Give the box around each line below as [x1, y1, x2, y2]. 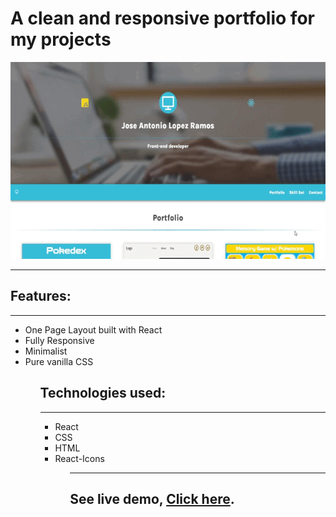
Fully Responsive [24, 334, 95, 346]
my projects [10, 28, 112, 51]
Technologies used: [39, 385, 167, 402]
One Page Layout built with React [24, 323, 163, 336]
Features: [10, 288, 72, 305]
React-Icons [54, 452, 105, 464]
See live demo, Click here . [69, 490, 235, 507]
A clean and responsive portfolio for [10, 7, 315, 30]
